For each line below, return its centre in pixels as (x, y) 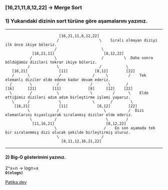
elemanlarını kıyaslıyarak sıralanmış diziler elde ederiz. (69, 115)
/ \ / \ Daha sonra (91, 58)
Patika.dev (16, 182)
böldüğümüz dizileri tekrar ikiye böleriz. (51, 62)
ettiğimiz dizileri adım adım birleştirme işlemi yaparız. (68, 98)
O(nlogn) (14, 173)
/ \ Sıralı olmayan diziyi (107, 41)
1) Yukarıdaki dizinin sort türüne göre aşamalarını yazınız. (76, 21)
